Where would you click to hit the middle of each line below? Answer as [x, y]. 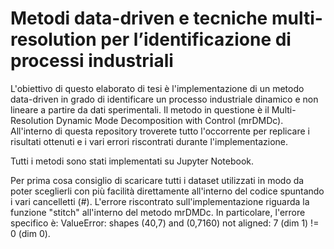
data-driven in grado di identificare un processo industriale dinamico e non [164, 99]
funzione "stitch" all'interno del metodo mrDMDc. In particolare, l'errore [158, 212]
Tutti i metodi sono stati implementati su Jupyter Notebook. [132, 161]
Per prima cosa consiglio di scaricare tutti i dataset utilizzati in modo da [157, 180]
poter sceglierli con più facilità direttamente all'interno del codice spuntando [167, 191]
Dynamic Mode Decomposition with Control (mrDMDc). [169, 120]
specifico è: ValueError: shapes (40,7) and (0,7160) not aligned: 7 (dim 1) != [165, 223]
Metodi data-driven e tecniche [139, 18]
